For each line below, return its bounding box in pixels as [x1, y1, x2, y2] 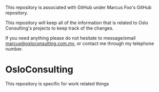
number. [5, 46, 23, 52]
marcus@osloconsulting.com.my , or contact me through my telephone [5, 40, 154, 47]
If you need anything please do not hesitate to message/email [5, 35, 136, 41]
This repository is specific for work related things [5, 80, 109, 86]
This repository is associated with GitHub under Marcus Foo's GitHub [5, 5, 152, 10]
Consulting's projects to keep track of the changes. [5, 25, 114, 31]
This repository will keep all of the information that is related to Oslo [5, 20, 149, 26]
